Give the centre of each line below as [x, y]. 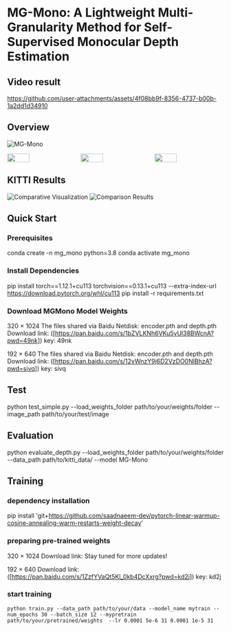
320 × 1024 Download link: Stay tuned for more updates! [87, 556]
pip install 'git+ [28, 516]
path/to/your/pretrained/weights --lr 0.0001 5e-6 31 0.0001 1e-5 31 [110, 621]
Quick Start [32, 218]
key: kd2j [208, 577]
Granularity [40, 27]
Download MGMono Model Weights [68, 311]
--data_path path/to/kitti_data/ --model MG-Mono [78, 460]
